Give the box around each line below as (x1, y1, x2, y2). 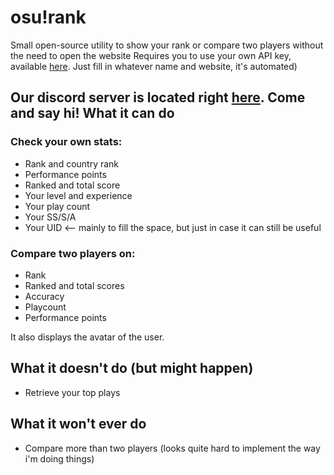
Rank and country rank (24, 157, 120, 170)
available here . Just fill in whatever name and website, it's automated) (10, 60, 298, 72)
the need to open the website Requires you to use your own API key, (10, 49, 292, 61)
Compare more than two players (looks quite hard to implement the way (24, 442, 321, 454)
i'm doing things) (24, 452, 95, 465)
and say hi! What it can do (10, 105, 175, 122)
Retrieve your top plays (24, 386, 121, 398)
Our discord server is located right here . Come (10, 89, 306, 106)
